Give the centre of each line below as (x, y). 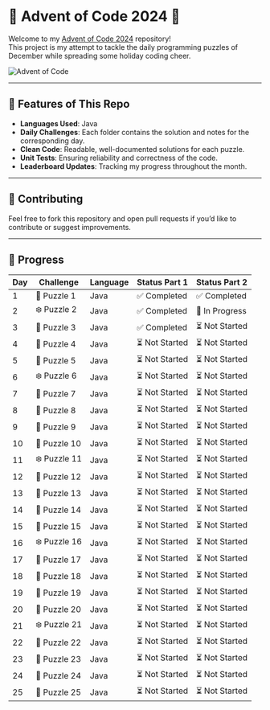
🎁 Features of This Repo (69, 104)
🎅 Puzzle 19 (59, 593)
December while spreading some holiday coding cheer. (100, 55)
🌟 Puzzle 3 (56, 327)
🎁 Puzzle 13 (59, 493)
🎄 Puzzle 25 (59, 692)
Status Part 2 (221, 282)
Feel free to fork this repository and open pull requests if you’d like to (123, 218)
